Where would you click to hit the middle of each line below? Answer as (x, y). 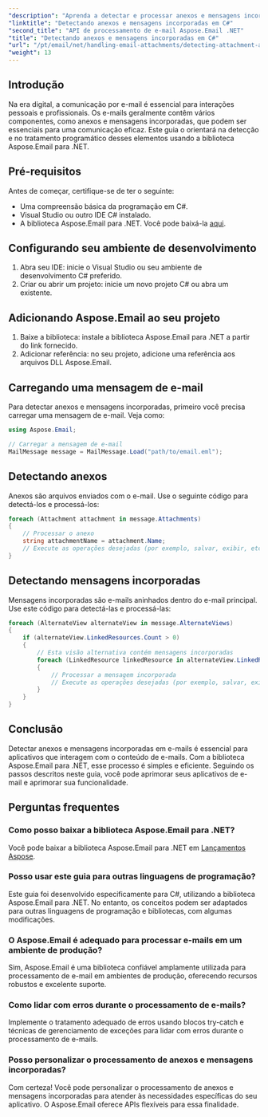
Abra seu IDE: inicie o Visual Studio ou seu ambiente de (111, 267)
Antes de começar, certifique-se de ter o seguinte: (91, 191)
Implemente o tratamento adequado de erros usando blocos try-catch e (126, 1022)
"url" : (19, 45)
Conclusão (36, 729)
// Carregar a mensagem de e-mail (66, 444)
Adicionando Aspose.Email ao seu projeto (114, 318)
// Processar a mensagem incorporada (114, 675)
